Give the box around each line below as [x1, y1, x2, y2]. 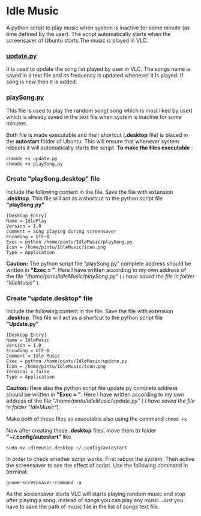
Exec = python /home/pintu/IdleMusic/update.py [6, 358, 128, 364]
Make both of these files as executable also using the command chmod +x [6, 415, 187, 422]
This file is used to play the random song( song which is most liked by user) [6, 107, 193, 114]
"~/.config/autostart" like [6, 433, 71, 440]
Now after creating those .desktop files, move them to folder [6, 427, 157, 434]
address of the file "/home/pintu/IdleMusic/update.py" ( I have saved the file [6, 397, 195, 404]
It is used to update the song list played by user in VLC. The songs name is [6, 65, 191, 73]
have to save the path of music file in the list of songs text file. [6, 503, 160, 511]
